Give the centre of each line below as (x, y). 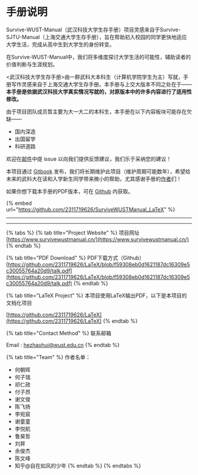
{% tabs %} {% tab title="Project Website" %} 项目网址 (73, 232)
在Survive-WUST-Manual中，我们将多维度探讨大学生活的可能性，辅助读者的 (99, 57)
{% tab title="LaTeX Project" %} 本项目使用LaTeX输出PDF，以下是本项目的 (97, 295)
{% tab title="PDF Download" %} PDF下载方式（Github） (75, 258)
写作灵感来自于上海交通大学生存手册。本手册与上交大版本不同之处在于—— (101, 84)
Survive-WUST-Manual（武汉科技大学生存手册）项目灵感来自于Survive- (93, 30)
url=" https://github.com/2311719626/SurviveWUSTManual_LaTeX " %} (91, 209)
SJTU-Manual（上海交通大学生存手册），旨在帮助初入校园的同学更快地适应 (97, 37)
